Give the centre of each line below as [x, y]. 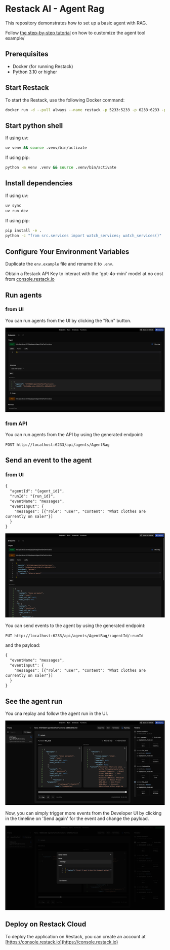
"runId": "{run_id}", [33, 496]
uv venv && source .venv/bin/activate [46, 148]
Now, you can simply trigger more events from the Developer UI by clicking [83, 813]
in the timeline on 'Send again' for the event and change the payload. [77, 818]
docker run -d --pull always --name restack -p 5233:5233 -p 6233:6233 [82, 110]
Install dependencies [39, 183]
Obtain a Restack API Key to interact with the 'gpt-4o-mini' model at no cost [84, 274]
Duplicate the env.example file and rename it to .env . [59, 264]
